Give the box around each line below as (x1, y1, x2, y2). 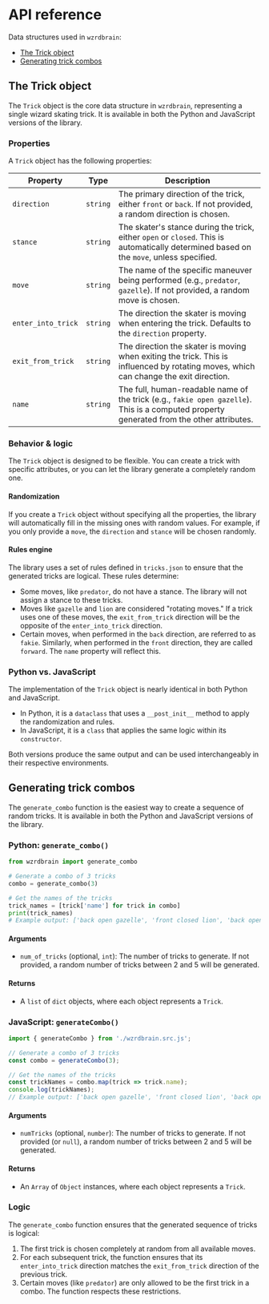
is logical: (8, 1228, 40, 1237)
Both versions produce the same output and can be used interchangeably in (8, 749, 259, 759)
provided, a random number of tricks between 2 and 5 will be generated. (19, 960, 260, 970)
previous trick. (19, 1269, 68, 1279)
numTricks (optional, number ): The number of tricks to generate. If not (19, 1128, 246, 1138)
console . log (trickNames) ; (8, 1086, 94, 1094)
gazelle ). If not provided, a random (118, 285, 250, 296)
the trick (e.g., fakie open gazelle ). (118, 394, 252, 406)
